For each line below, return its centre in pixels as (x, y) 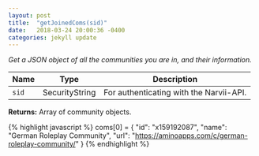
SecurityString (69, 93)
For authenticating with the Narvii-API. (175, 93)
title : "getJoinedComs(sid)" (58, 23)
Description (175, 80)
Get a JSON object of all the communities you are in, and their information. (130, 60)
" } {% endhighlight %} (113, 144)
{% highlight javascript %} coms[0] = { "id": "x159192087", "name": (118, 128)
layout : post (30, 15)
